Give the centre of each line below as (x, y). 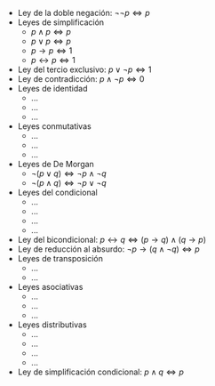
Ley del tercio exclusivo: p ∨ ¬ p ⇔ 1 (84, 69)
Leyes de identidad (52, 88)
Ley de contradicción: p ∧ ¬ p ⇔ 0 (81, 79)
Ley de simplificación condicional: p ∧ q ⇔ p (101, 372)
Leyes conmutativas (54, 126)
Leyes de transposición (60, 258)
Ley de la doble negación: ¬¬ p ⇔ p (84, 13)
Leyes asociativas (50, 287)
